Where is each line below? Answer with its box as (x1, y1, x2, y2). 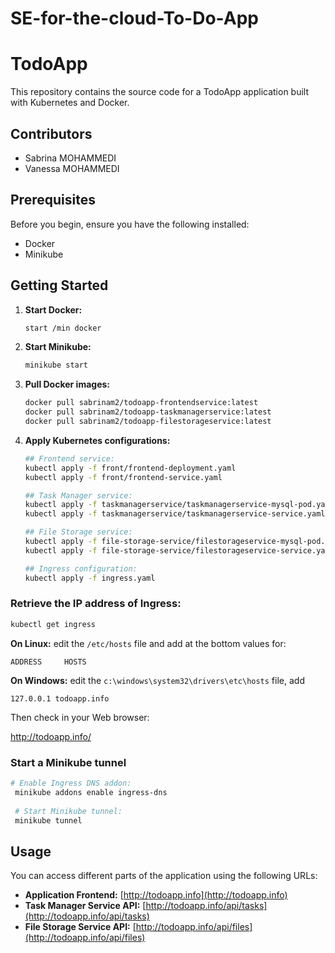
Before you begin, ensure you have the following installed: (10, 218, 250, 230)
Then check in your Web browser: (10, 711, 150, 723)
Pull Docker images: (24, 378, 110, 391)
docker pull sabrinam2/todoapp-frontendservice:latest (24, 398, 259, 408)
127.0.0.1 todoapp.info (10, 693, 110, 704)
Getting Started (10, 277, 109, 294)
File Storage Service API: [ (24, 921, 137, 933)
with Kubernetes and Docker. (10, 97, 130, 109)
